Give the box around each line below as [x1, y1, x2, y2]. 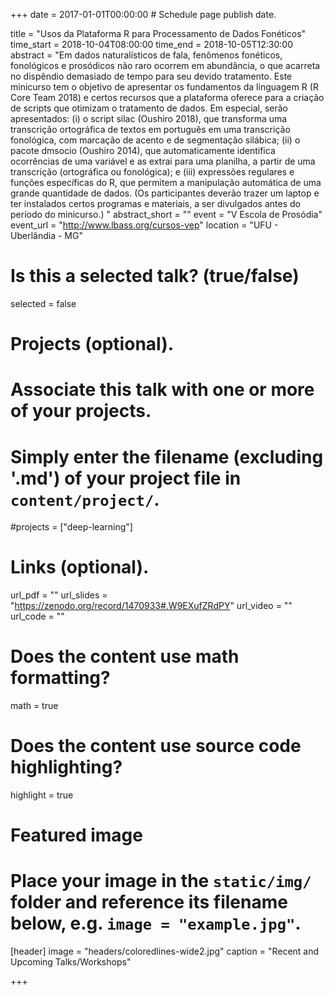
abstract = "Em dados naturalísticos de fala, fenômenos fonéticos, [10, 49, 283, 61]
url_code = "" [10, 610, 65, 623]
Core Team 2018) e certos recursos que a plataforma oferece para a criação [10, 92, 325, 103]
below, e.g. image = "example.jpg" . [10, 912, 302, 935]
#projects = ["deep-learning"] [10, 521, 133, 533]
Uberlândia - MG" [10, 230, 83, 241]
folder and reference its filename [10, 891, 288, 914]
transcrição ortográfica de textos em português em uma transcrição [10, 124, 291, 135]
